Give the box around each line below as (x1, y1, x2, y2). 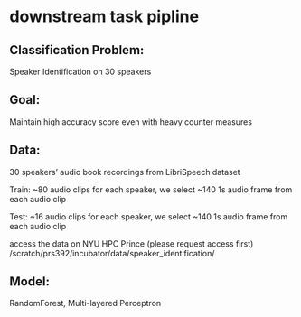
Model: (9, 274, 50, 290)
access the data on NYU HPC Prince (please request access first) (9, 238, 254, 249)
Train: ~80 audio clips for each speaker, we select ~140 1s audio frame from (9, 183, 293, 195)
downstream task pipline (9, 6, 200, 27)
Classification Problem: (9, 42, 145, 58)
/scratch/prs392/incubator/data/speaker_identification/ (9, 247, 215, 258)
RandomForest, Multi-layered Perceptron (9, 298, 162, 309)
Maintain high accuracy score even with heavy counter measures (9, 116, 253, 127)
